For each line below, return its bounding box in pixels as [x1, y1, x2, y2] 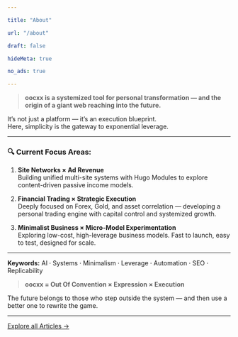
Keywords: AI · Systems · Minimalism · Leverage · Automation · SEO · [7, 259, 209, 267]
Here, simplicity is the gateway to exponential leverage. [7, 122, 169, 131]
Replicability [7, 267, 43, 275]
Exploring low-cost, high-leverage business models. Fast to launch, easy [17, 231, 230, 240]
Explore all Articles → [7, 322, 69, 331]
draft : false [7, 42, 46, 50]
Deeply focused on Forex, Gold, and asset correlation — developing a [17, 202, 221, 211]
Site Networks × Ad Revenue [17, 166, 104, 175]
